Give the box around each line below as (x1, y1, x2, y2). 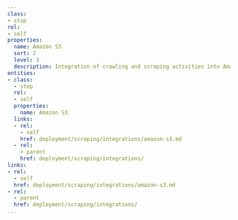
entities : (7, 69, 37, 76)
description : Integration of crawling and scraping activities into (13, 63, 220, 70)
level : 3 (13, 57, 40, 64)
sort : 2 (13, 50, 37, 57)
